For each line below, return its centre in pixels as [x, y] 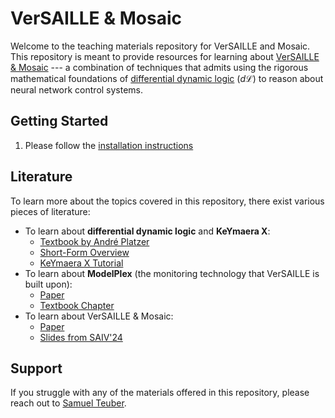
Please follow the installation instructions [109, 145]
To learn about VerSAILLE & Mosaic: [99, 316]
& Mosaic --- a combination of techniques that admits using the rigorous [159, 67]
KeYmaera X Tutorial [81, 263]
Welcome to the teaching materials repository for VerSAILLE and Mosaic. [160, 46]
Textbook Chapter [77, 305]
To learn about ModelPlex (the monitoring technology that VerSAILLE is [172, 273]
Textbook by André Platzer [94, 241]
